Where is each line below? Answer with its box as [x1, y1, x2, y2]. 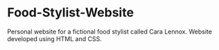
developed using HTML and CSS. [7, 34, 102, 42]
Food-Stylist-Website [7, 5, 134, 21]
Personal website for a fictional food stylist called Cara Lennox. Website [7, 27, 213, 36]
